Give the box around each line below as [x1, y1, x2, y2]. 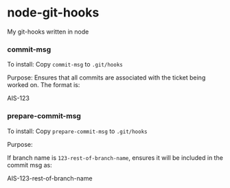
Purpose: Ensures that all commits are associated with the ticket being [7, 73, 206, 82]
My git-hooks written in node [7, 27, 89, 36]
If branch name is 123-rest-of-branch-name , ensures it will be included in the [7, 153, 223, 162]
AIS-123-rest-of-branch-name [7, 174, 93, 183]
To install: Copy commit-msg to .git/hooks [7, 60, 124, 69]
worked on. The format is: [7, 81, 80, 89]
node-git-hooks [7, 5, 100, 21]
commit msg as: [7, 161, 53, 169]
